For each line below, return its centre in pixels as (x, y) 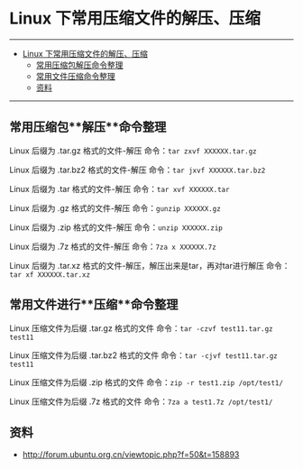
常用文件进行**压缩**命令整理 (94, 304)
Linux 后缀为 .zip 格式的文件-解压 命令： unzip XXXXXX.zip (116, 227)
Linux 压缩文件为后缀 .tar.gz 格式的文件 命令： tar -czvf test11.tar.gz (141, 328)
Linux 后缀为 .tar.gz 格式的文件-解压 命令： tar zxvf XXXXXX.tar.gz (133, 151)
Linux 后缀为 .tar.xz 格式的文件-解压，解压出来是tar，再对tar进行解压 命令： (150, 265)
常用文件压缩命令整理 (75, 76)
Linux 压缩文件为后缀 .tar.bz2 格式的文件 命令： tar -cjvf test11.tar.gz (143, 355)
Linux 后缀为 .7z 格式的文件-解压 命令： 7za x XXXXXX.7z (113, 246)
